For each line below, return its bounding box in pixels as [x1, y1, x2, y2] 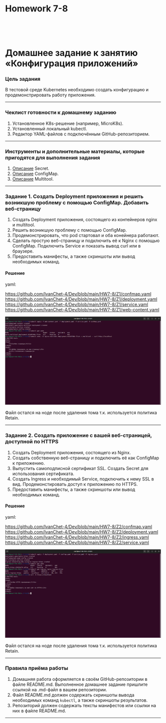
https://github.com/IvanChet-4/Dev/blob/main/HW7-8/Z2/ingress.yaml [5, 534, 149, 540]
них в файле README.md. [12, 708, 66, 714]
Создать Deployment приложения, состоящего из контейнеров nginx [12, 217, 158, 223]
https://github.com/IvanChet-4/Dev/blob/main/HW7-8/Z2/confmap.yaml [5, 524, 152, 530]
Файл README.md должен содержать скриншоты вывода [12, 692, 135, 698]
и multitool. [12, 222, 36, 228]
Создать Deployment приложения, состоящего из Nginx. [12, 449, 131, 455]
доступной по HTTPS [5, 438, 59, 445]
